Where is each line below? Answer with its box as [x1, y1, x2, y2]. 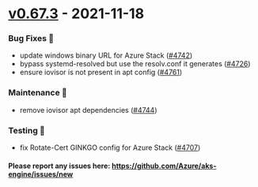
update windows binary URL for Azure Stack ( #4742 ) [19, 50, 193, 60]
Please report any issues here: [8, 161, 111, 170]
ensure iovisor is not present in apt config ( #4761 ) [19, 68, 183, 77]
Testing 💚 [8, 125, 46, 136]
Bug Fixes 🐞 [8, 33, 54, 44]
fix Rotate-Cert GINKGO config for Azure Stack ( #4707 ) [19, 143, 201, 152]
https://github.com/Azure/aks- [112, 161, 217, 170]
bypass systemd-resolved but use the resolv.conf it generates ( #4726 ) [19, 59, 251, 69]
